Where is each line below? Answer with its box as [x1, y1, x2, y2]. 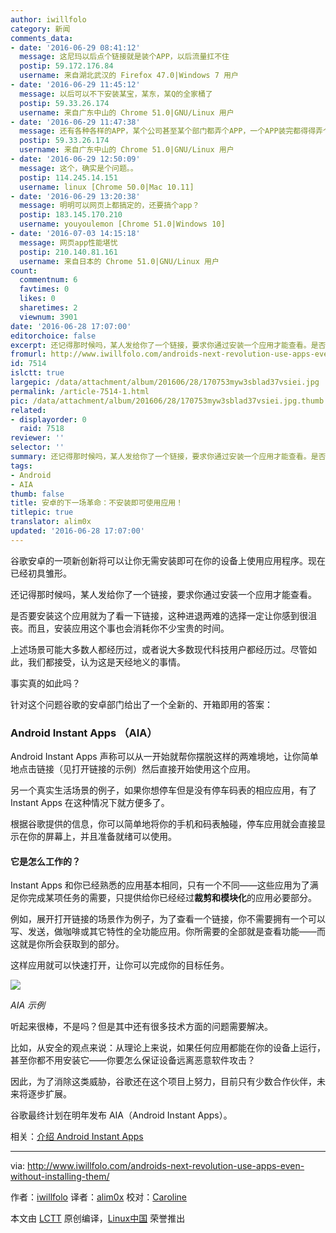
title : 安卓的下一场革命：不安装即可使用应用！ [10, 498, 184, 508]
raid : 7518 [19, 424, 65, 434]
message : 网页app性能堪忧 [19, 237, 118, 248]
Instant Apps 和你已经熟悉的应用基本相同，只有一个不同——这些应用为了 [10, 879, 310, 891]
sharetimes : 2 [19, 303, 78, 313]
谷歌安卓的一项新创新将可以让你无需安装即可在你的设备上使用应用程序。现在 [10, 554, 326, 566]
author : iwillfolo [10, 14, 87, 25]
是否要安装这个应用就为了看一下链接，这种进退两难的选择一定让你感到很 [10, 609, 308, 621]
